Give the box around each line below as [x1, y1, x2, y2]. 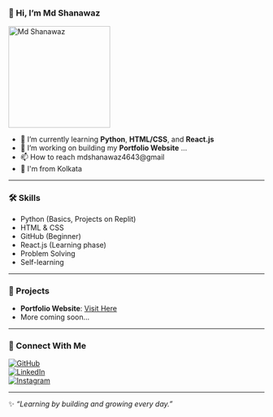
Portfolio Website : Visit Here [19, 303, 118, 313]
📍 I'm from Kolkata [19, 164, 83, 174]
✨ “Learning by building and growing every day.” [8, 399, 173, 409]
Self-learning [19, 257, 65, 267]
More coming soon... [19, 312, 90, 322]
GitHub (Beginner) [19, 231, 81, 241]
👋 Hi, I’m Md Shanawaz [8, 7, 101, 19]
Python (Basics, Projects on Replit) [19, 214, 136, 224]
